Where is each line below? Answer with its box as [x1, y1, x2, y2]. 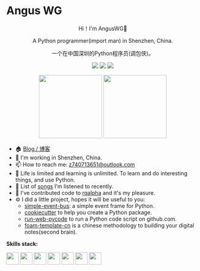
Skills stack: [6, 240, 39, 247]
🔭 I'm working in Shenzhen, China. [15, 154, 102, 161]
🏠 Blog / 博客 [15, 145, 51, 152]
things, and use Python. [15, 176, 75, 183]
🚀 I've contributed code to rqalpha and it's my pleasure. [15, 189, 155, 196]
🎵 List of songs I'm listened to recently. [15, 182, 114, 190]
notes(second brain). [24, 228, 78, 235]
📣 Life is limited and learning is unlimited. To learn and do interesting [15, 169, 188, 177]
